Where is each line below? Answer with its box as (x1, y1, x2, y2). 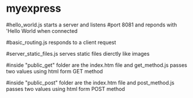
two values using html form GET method (6, 67, 104, 75)
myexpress (6, 2, 61, 15)
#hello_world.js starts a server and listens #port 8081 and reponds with (6, 21, 177, 28)
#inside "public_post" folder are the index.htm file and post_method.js (6, 79, 174, 86)
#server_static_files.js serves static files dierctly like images (6, 50, 150, 57)
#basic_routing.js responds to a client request (6, 39, 116, 46)
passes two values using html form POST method (6, 85, 125, 92)
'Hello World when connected (6, 27, 78, 34)
